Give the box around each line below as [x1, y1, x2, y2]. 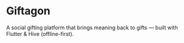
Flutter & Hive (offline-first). [6, 30, 74, 37]
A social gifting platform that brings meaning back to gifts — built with [6, 24, 178, 31]
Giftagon [6, 4, 51, 18]
